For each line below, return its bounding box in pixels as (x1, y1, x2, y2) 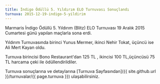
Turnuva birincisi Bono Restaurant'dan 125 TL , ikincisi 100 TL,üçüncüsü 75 (5, 54, 155, 59)
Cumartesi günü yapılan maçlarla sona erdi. (5, 30, 92, 36)
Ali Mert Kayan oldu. (5, 44, 46, 50)
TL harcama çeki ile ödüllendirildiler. (5, 59, 77, 65)
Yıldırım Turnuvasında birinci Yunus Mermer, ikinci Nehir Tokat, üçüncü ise (5, 39, 154, 45)
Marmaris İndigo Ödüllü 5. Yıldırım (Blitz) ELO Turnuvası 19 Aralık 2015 (5, 25, 145, 30)
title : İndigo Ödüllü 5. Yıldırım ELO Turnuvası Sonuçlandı (5, 7, 130, 12)
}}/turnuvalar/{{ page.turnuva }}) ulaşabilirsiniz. (5, 73, 100, 79)
